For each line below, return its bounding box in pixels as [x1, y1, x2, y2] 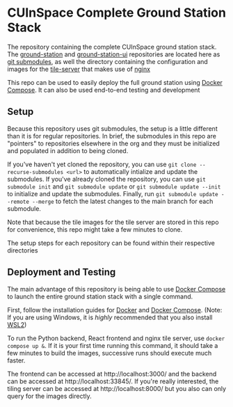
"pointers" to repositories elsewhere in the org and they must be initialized [7, 139, 220, 147]
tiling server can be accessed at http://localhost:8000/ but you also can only [7, 384, 227, 392]
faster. [7, 356, 26, 365]
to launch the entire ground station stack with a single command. [7, 292, 193, 301]
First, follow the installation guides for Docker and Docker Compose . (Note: [7, 305, 223, 314]
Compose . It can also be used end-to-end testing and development [7, 86, 200, 94]
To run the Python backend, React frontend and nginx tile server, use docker [7, 334, 225, 342]
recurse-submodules [7, 168, 64, 175]
